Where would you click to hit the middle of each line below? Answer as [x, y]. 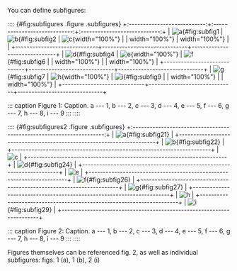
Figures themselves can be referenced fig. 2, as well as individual [103, 252]
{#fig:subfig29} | [32, 210]
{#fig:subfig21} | [150, 134]
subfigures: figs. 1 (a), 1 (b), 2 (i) [54, 260]
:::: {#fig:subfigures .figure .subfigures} [64, 24]
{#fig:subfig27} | [163, 187]
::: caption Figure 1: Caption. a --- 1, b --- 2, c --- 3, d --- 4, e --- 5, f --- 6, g [118, 105]
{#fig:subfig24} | [52, 165]
